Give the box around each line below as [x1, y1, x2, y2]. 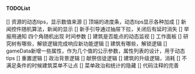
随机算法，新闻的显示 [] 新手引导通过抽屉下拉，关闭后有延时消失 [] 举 [21, 26, 190, 33]
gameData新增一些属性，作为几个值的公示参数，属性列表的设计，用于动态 [6, 47, 186, 55]
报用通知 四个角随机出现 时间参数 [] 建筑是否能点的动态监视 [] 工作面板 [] [6, 33, 182, 40]
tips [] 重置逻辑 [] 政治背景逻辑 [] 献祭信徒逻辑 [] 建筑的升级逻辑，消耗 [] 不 [6, 55, 187, 62]
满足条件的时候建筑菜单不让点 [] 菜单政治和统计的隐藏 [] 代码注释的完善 [6, 62, 179, 69]
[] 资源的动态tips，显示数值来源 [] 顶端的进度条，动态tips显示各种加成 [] [6, 18, 180, 26]
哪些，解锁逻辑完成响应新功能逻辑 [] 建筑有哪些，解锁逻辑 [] [21, 40, 167, 47]
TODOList [6, 5, 31, 12]
